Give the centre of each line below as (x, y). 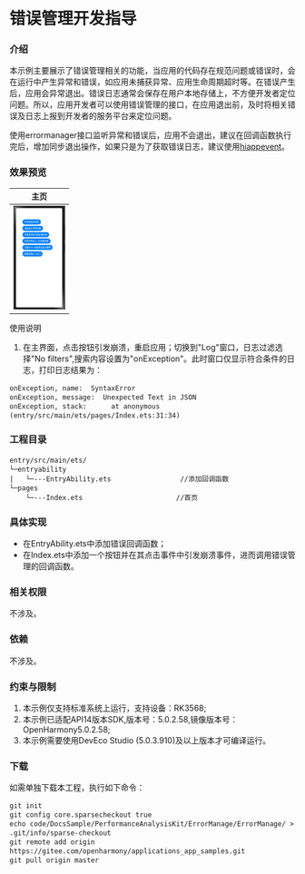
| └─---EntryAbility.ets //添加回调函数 (119, 479)
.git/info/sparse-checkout (60, 833)
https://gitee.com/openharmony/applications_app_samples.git (128, 851)
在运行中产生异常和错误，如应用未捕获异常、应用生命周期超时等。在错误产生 (152, 82)
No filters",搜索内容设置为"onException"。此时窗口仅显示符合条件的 (161, 358)
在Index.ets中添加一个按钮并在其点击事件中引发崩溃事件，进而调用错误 (155, 555)
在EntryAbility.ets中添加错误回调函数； (94, 544)
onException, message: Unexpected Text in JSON (103, 397)
